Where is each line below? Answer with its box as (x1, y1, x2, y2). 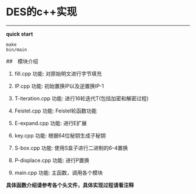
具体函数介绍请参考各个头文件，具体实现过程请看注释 (6, 181, 134, 188)
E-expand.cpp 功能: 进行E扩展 (14, 119, 87, 126)
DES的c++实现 (6, 5, 78, 19)
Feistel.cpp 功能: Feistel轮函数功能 (14, 107, 97, 114)
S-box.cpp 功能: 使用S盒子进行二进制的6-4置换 (14, 144, 128, 151)
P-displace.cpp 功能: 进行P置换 (14, 157, 89, 164)
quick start (6, 30, 33, 37)
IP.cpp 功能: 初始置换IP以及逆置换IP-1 (14, 82, 104, 89)
